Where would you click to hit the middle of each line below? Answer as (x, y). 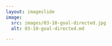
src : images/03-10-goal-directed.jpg (59, 23)
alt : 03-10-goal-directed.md (48, 28)
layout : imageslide (30, 12)
